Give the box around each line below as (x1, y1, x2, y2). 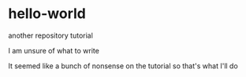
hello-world (8, 5, 87, 23)
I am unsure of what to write (8, 46, 100, 55)
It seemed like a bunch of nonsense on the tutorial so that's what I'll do (8, 60, 238, 71)
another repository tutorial (8, 31, 93, 40)
